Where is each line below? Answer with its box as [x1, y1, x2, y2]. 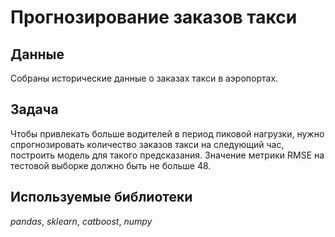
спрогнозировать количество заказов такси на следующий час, [10, 138, 285, 150]
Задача [10, 101, 59, 118]
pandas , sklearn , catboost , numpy [10, 215, 153, 227]
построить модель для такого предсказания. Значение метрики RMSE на [10, 149, 325, 161]
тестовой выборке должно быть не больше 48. [10, 159, 212, 171]
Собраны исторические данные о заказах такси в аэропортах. [10, 72, 279, 84]
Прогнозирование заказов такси [10, 6, 298, 29]
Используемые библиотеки [10, 189, 193, 206]
